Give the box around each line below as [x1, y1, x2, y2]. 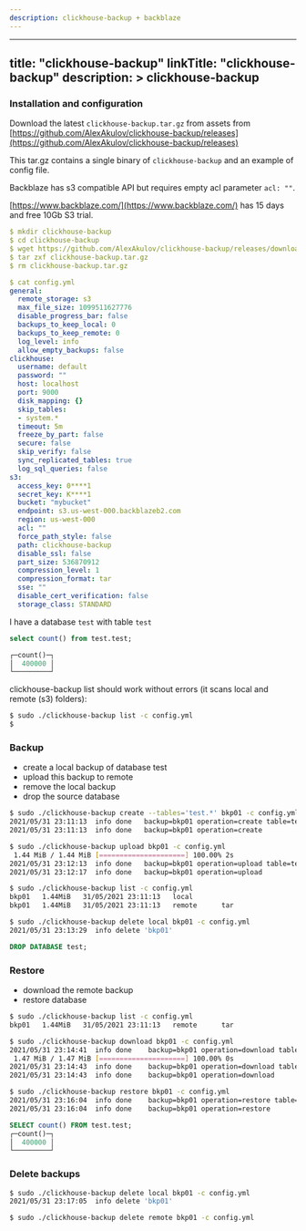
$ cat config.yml [9, 277, 76, 287]
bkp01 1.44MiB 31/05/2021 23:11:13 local [9, 893, 194, 902]
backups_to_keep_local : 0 [17, 320, 117, 329]
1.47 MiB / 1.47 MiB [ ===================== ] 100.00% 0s [13, 1054, 234, 1063]
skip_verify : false [17, 448, 92, 457]
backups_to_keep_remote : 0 [17, 328, 120, 337]
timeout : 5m [17, 421, 64, 431]
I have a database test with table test [9, 616, 152, 627]
